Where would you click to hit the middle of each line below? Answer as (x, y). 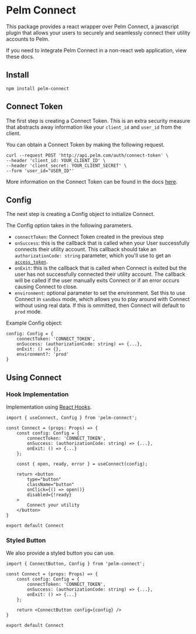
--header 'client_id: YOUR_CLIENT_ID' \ (56, 160)
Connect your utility (54, 505)
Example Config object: (34, 323)
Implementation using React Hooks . (49, 407)
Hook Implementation (37, 394)
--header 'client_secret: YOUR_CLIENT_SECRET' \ (66, 166)
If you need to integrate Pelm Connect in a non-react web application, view (97, 50)
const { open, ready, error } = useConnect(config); (82, 464)
